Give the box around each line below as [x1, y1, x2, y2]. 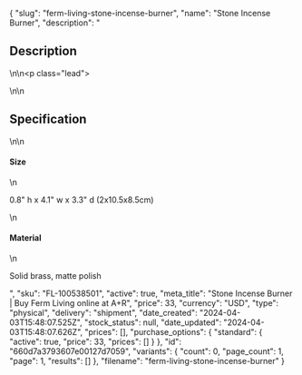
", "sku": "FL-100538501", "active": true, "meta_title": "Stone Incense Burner [9, 288, 293, 299]
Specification [9, 112, 87, 127]
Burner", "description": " [9, 17, 101, 28]
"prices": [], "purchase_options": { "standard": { [84, 327, 263, 338]
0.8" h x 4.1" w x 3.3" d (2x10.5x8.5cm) [9, 194, 154, 205]
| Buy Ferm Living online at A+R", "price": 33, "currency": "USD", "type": [9, 298, 279, 309]
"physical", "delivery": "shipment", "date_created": [9, 308, 198, 319]
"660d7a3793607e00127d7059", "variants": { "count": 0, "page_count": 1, [9, 346, 284, 357]
